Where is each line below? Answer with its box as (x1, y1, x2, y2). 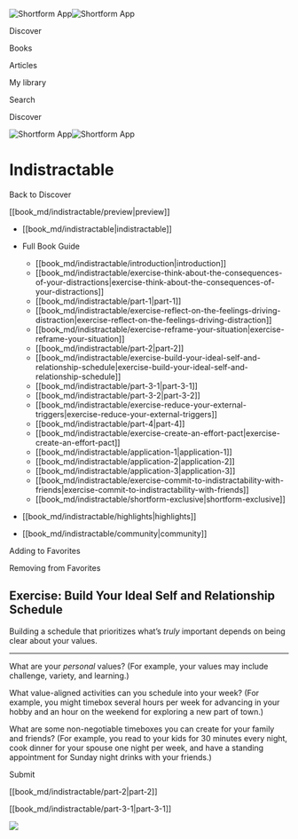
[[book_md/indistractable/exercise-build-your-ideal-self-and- (35, 352, 262, 363)
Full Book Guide (21, 241, 81, 251)
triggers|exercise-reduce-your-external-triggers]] (35, 408, 217, 419)
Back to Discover (9, 189, 72, 200)
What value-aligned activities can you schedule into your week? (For (9, 687, 260, 698)
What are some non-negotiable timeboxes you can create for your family (9, 724, 275, 734)
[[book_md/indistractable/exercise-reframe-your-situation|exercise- (35, 324, 286, 335)
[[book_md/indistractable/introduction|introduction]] (35, 257, 227, 268)
